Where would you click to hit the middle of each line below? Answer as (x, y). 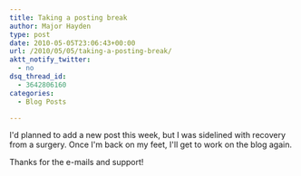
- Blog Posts (42, 102)
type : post (30, 34)
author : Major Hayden (50, 26)
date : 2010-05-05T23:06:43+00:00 (73, 43)
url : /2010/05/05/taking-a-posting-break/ (91, 51)
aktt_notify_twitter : (50, 60)
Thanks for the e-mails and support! (77, 162)
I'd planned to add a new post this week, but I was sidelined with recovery (148, 135)
